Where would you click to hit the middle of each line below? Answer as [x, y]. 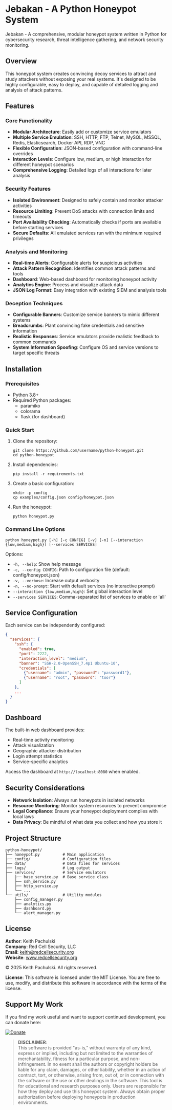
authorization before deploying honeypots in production [77, 1097]
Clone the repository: [35, 441]
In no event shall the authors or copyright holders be [103, 1064]
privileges [23, 238]
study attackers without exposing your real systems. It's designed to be [81, 79]
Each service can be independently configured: [55, 625]
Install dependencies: [35, 465]
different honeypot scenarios [43, 164]
